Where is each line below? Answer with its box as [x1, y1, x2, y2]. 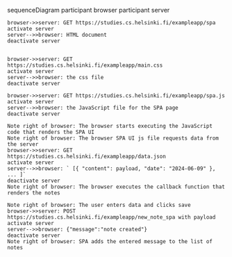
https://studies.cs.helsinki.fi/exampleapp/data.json [7, 153, 167, 160]
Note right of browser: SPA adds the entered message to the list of [7, 238, 213, 245]
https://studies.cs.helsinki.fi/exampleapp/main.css [7, 62, 163, 69]
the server [7, 141, 39, 148]
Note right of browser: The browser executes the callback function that [7, 183, 226, 190]
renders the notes [7, 190, 60, 197]
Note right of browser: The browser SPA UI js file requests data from [7, 135, 219, 142]
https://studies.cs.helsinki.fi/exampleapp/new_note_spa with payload [7, 214, 216, 221]
